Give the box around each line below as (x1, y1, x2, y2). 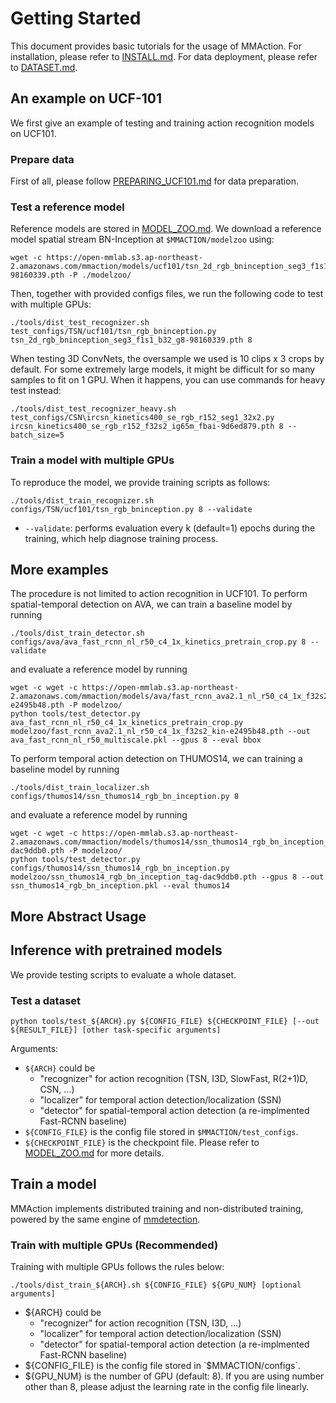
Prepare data (10, 152, 75, 166)
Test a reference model (10, 200, 125, 214)
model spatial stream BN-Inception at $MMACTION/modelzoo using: (10, 233, 275, 246)
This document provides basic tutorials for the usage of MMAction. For (10, 40, 302, 52)
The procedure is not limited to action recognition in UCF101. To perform (10, 588, 308, 600)
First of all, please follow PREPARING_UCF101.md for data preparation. (10, 175, 299, 187)
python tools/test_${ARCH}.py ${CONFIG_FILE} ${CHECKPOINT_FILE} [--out (10, 1016, 320, 1026)
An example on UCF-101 (10, 90, 162, 107)
